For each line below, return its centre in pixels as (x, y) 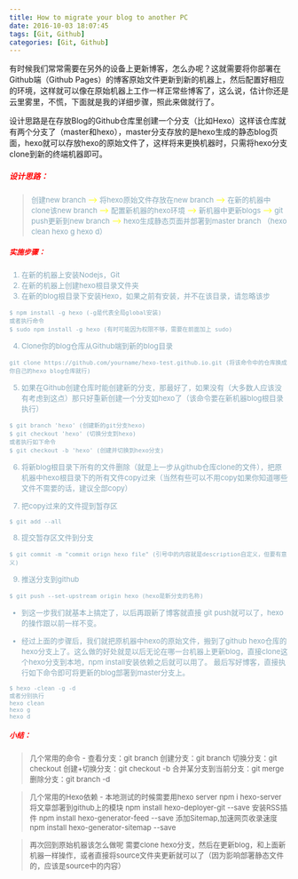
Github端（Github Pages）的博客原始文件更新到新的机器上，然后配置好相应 (147, 80)
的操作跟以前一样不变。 (62, 623)
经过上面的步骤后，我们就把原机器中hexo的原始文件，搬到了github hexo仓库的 (154, 641)
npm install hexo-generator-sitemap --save (103, 827)
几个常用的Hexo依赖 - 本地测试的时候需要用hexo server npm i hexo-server (156, 797)
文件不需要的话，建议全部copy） (77, 488)
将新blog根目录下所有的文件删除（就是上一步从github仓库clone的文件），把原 (152, 467)
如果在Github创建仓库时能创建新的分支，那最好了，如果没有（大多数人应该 (148, 388)
